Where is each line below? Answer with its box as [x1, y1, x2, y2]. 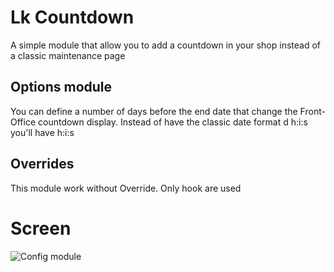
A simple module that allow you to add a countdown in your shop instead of [10, 39, 321, 51]
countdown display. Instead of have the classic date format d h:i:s [38, 116, 308, 128]
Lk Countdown [10, 6, 135, 29]
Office [10, 116, 37, 128]
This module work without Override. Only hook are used [10, 182, 242, 194]
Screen [10, 217, 72, 240]
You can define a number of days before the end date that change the [10, 105, 298, 117]
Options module [10, 79, 113, 96]
